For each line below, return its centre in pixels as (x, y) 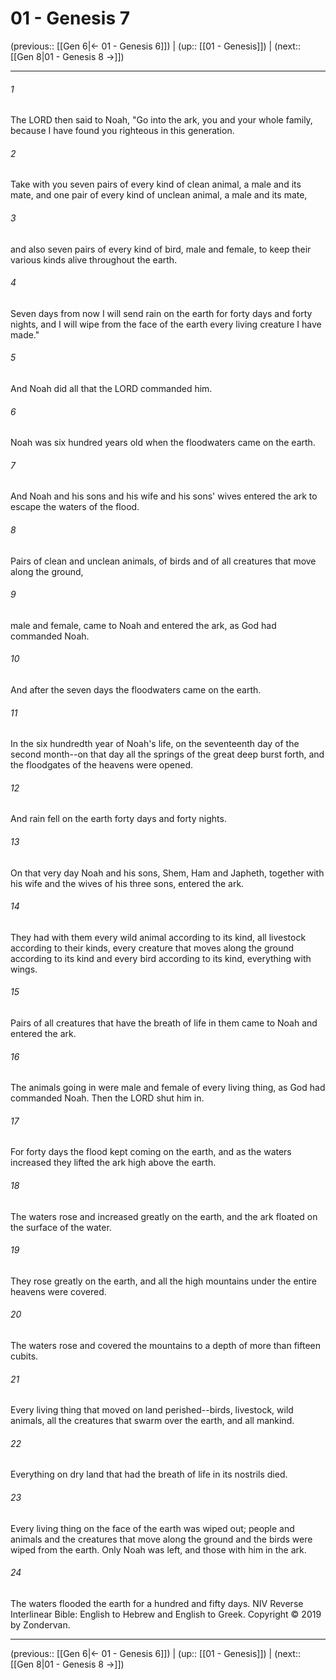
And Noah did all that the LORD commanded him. (111, 388)
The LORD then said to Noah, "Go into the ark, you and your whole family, (161, 120)
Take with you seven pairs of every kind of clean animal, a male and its (156, 184)
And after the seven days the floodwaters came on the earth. (136, 689)
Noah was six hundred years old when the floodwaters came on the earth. (163, 443)
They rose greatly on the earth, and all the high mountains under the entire (164, 1281)
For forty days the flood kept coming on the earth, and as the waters (151, 1152)
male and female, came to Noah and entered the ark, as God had (143, 625)
